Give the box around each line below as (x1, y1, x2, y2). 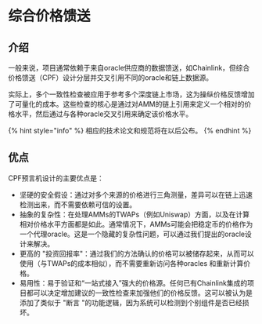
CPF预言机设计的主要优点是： (8, 173, 104, 183)
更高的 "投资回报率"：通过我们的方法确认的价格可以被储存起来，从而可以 (19, 249, 254, 258)
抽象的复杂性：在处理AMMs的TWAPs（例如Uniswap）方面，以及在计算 (19, 209, 250, 219)
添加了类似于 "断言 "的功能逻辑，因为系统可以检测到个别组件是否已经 (19, 297, 242, 307)
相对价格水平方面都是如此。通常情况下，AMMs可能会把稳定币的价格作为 (19, 219, 253, 228)
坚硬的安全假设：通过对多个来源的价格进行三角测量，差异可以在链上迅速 (19, 190, 253, 199)
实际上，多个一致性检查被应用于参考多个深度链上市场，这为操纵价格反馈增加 (8, 89, 255, 99)
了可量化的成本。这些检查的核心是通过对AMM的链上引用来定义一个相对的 (8, 100, 245, 108)
